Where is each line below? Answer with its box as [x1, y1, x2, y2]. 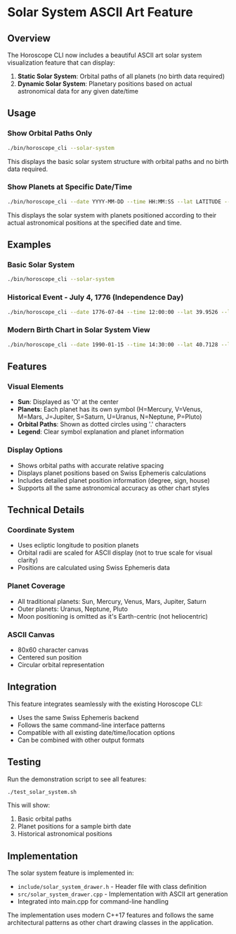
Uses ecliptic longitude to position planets [17, 541, 139, 550]
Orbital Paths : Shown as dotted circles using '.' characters [17, 420, 186, 429]
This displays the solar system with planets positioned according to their [7, 210, 217, 219]
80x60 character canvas [17, 645, 89, 654]
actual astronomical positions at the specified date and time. [7, 218, 182, 227]
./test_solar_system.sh [7, 788, 77, 795]
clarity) [17, 556, 39, 564]
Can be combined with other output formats [17, 736, 145, 744]
